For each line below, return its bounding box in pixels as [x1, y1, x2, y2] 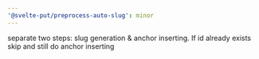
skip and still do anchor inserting [7, 41, 115, 51]
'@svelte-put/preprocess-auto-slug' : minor [7, 11, 155, 20]
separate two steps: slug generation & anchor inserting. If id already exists [7, 33, 252, 42]
